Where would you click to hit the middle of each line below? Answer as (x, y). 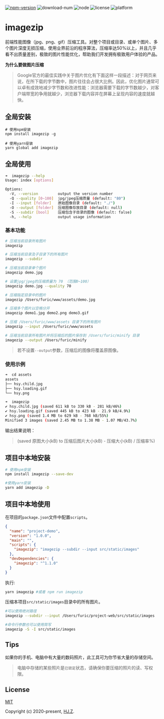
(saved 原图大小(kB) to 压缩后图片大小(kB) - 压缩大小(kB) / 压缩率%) (86, 441)
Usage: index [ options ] (29, 180)
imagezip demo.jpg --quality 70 (38, 286)
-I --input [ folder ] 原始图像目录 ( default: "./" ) (62, 203)
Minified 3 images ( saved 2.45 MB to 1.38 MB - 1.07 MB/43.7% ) (71, 420)
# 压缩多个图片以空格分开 (27, 309)
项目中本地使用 (28, 504)
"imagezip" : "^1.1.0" (36, 563)
